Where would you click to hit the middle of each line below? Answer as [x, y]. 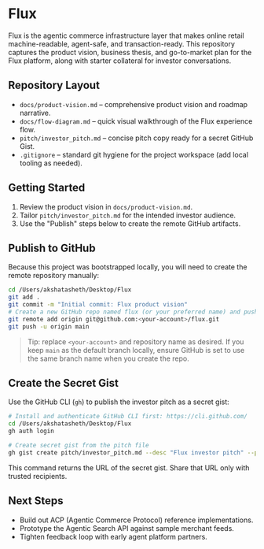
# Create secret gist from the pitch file [79, 446]
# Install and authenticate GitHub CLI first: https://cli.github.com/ [128, 417]
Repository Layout [54, 85]
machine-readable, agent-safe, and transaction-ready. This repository [122, 43]
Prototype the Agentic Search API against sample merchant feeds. [126, 528]
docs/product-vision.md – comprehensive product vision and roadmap [134, 104]
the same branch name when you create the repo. [108, 358]
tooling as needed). [51, 163]
